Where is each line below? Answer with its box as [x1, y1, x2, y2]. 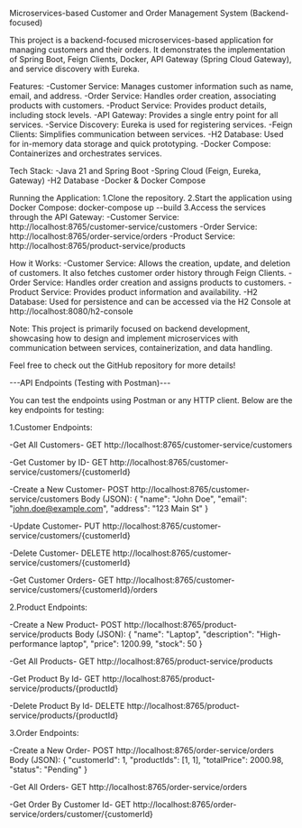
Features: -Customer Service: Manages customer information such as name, [9, 81, 294, 91]
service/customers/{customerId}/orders [9, 584, 158, 594]
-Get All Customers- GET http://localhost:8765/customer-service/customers [9, 439, 293, 450]
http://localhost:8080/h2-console [9, 306, 133, 317]
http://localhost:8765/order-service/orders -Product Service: [9, 231, 236, 242]
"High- [256, 629, 281, 639]
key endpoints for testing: [9, 405, 105, 415]
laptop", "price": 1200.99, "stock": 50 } [59, 639, 203, 649]
